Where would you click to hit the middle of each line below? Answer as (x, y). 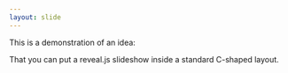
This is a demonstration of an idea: (72, 42)
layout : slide (35, 17)
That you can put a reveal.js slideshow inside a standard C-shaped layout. (144, 59)
